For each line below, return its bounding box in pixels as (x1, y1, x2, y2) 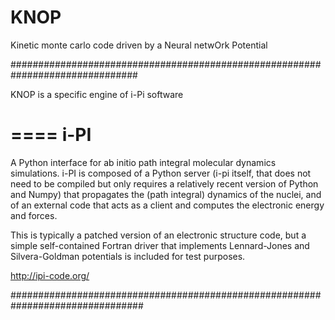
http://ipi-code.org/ (10, 269, 90, 281)
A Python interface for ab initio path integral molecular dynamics (10, 156, 277, 168)
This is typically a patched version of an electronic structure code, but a (10, 229, 307, 241)
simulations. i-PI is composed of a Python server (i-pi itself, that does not (10, 167, 312, 179)
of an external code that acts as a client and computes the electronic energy (10, 199, 325, 211)
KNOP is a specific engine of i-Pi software (10, 88, 184, 100)
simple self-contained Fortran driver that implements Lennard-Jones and (10, 239, 310, 251)
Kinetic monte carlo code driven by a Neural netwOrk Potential (10, 39, 268, 51)
